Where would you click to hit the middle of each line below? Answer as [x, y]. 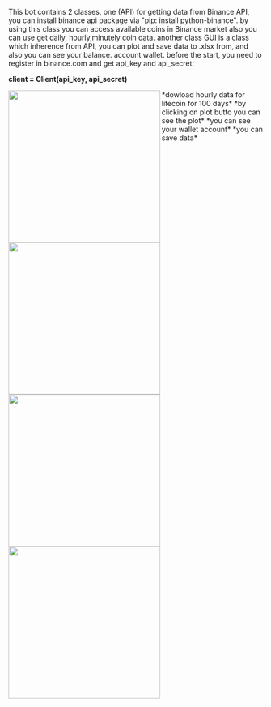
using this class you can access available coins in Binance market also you [133, 29]
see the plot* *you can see [206, 120]
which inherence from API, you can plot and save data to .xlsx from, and [129, 46]
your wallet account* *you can [212, 129]
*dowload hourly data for [203, 95]
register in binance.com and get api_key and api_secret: [102, 63]
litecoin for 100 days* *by [204, 103]
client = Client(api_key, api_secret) [68, 79]
